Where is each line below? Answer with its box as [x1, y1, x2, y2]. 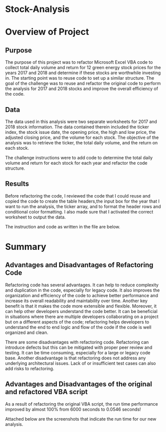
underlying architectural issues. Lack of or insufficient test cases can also [5, 360, 156, 366]
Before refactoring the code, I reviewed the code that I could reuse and [5, 193, 151, 199]
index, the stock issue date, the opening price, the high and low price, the [5, 129, 156, 135]
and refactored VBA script [5, 388, 88, 396]
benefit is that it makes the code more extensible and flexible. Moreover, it [5, 303, 157, 309]
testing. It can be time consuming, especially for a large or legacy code [5, 349, 151, 355]
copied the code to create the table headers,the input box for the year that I [5, 198, 160, 204]
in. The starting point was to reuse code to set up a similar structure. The [5, 75, 155, 81]
